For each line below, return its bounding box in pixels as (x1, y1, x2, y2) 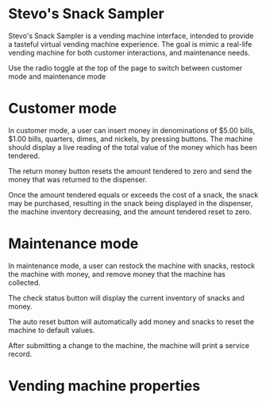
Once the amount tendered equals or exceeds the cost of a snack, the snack (8, 190, 259, 199)
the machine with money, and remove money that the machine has (8, 269, 226, 278)
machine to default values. (8, 325, 95, 335)
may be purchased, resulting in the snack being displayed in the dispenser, (8, 198, 253, 208)
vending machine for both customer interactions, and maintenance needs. (8, 48, 250, 57)
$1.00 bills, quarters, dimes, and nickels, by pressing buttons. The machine (8, 134, 253, 144)
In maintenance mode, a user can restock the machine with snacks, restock (8, 261, 256, 270)
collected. (8, 278, 41, 287)
